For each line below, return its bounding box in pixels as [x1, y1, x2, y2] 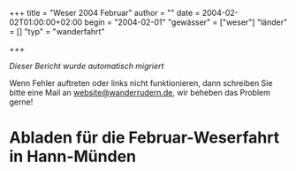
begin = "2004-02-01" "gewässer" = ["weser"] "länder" [84, 17, 288, 27]
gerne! [9, 97, 34, 107]
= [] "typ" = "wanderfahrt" [9, 27, 105, 36]
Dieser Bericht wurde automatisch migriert [9, 61, 164, 71]
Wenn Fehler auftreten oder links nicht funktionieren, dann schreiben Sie [9, 78, 273, 88]
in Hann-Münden [9, 146, 137, 167]
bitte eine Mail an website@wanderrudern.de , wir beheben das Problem [9, 88, 271, 97]
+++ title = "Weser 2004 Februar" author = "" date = [9, 8, 201, 18]
